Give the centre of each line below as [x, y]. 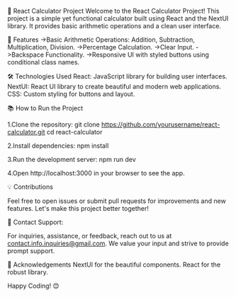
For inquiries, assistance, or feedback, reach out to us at [90, 236]
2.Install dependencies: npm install [58, 146]
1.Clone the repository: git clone [54, 124]
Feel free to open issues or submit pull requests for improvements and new [117, 201]
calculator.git [26, 132]
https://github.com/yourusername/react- [161, 124]
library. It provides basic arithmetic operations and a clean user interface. [114, 26]
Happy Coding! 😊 [33, 286]
